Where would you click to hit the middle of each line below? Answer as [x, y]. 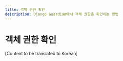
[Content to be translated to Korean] [41, 54]
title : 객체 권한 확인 [25, 10]
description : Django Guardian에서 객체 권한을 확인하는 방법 [62, 14]
